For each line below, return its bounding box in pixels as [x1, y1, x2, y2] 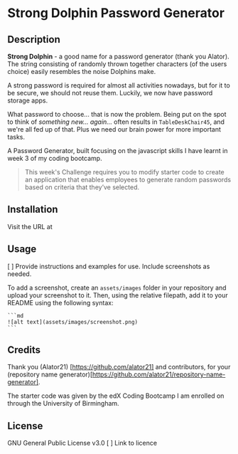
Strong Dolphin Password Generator [7, 5, 225, 21]
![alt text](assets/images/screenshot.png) [7, 318, 139, 325]
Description [7, 33, 60, 46]
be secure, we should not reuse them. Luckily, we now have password [7, 89, 213, 97]
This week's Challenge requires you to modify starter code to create [24, 168, 225, 176]
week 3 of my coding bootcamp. [7, 154, 102, 162]
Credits [7, 344, 41, 357]
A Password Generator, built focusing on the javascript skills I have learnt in [7, 147, 229, 154]
